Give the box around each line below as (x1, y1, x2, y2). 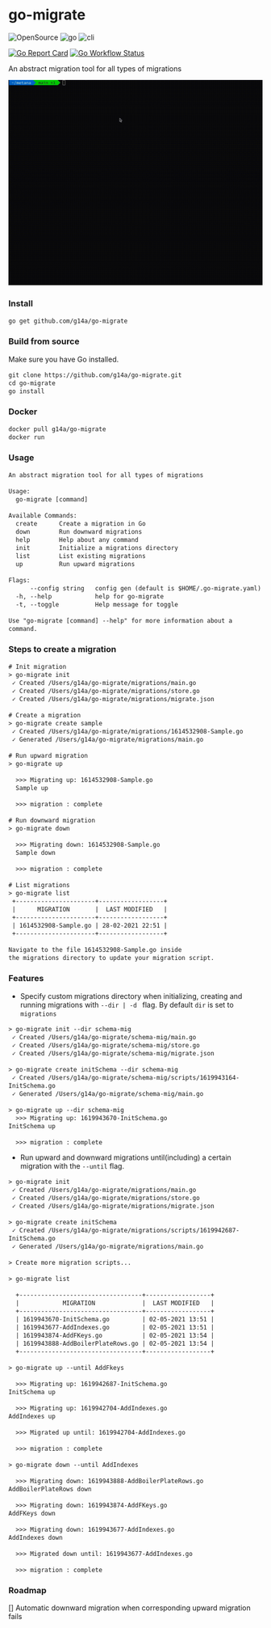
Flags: (8, 577, 31, 585)
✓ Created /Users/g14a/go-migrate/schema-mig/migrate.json (11, 1049, 215, 1057)
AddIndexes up (8, 1412, 56, 1420)
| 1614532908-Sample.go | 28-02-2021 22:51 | (11, 922, 168, 930)
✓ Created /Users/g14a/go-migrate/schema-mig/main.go (11, 1033, 197, 1041)
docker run (8, 433, 45, 442)
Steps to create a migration (8, 644, 117, 655)
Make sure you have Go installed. (8, 354, 119, 364)
